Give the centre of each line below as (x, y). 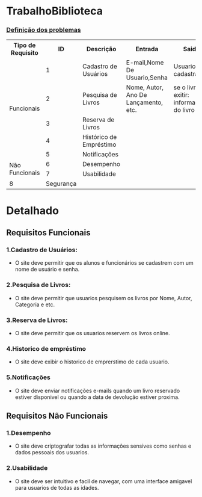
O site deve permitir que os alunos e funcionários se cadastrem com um (104, 263)
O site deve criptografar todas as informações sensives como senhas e (103, 446)
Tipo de (25, 45)
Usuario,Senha (147, 78)
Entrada (147, 49)
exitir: (181, 95)
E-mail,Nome (145, 63)
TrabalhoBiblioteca (55, 11)
